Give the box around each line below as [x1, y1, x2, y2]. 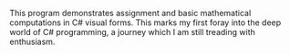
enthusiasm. [9, 36, 56, 47]
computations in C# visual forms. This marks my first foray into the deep [9, 17, 282, 28]
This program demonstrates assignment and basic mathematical [9, 8, 252, 18]
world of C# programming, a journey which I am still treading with [9, 27, 255, 37]
